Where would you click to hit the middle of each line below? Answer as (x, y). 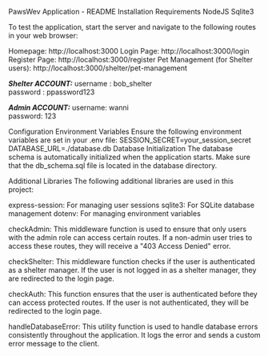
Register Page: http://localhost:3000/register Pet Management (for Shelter (131, 60)
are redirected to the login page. (61, 278)
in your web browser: (43, 36)
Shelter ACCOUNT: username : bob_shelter (80, 84)
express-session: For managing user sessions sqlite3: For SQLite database (131, 205)
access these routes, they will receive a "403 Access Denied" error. (120, 246)
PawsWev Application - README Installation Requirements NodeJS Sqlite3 (131, 12)
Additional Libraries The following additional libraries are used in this (121, 181)
